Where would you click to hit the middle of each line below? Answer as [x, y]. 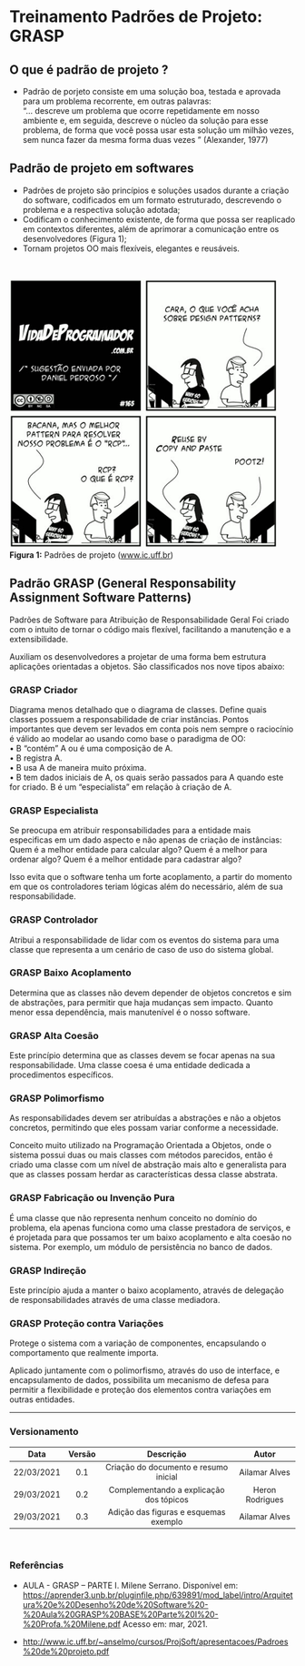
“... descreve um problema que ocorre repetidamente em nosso [141, 111]
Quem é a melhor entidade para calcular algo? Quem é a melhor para [138, 850]
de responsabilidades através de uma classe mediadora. [115, 1300]
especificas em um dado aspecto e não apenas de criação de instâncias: [146, 840]
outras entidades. [42, 1399]
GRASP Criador [44, 690]
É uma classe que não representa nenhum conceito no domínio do [133, 1217]
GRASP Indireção [48, 1270]
